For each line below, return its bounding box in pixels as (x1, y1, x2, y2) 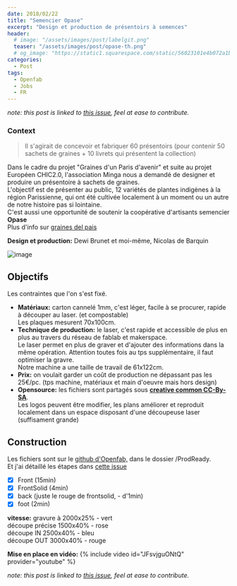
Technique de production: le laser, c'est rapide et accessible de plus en (17, 326, 228, 334)
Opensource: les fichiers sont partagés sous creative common (17, 386, 202, 394)
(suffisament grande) (17, 415, 79, 424)
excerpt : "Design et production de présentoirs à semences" (7, 23, 188, 30)
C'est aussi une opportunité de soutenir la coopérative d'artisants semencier (7, 208, 230, 216)
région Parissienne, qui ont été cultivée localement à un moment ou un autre (7, 193, 229, 202)
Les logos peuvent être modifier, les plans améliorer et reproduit (17, 401, 205, 409)
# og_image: (13, 50, 49, 57)
